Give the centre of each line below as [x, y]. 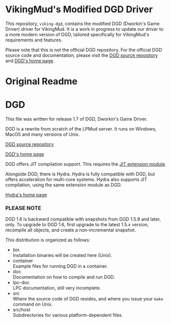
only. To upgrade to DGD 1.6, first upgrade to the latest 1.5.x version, [77, 225]
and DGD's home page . [30, 60]
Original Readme [41, 82]
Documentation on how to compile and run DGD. [64, 277]
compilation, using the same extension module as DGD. [63, 185]
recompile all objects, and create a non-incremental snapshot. [71, 230]
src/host [22, 310]
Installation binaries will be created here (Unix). [62, 255]
